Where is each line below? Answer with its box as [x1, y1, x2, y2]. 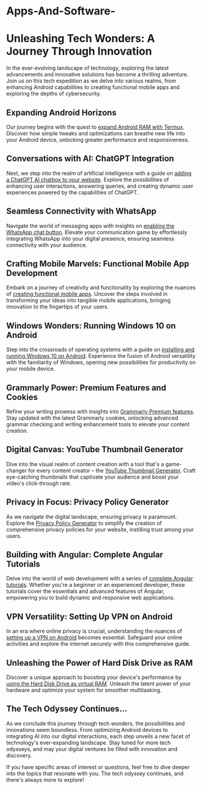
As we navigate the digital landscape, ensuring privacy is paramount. [6, 513, 177, 520]
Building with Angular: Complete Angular [6, 550, 164, 560]
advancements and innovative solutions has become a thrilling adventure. [6, 71, 189, 78]
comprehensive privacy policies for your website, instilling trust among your [6, 526, 194, 533]
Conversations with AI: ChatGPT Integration [6, 153, 174, 164]
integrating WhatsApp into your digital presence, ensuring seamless [6, 235, 174, 242]
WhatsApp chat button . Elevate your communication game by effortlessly [6, 229, 188, 236]
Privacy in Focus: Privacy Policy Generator [6, 497, 170, 508]
